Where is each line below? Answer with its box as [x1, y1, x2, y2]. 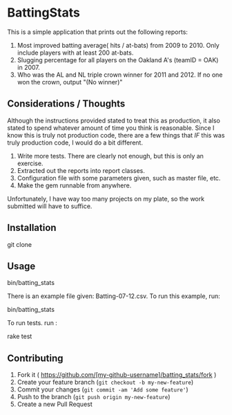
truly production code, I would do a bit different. [7, 138, 144, 147]
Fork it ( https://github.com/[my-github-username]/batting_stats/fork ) [17, 371, 217, 379]
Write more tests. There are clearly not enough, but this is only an [17, 151, 204, 160]
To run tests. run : [7, 319, 57, 327]
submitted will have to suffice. [7, 202, 93, 210]
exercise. [17, 159, 43, 167]
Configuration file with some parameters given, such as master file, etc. [17, 174, 221, 182]
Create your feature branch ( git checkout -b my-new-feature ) [17, 378, 194, 387]
